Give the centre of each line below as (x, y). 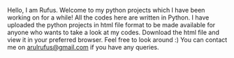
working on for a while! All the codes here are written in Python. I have (108, 17)
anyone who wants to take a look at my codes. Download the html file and (114, 32)
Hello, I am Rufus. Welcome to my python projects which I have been (106, 10)
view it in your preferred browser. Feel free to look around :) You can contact (117, 40)
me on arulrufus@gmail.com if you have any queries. (83, 47)
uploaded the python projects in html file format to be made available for (111, 25)
